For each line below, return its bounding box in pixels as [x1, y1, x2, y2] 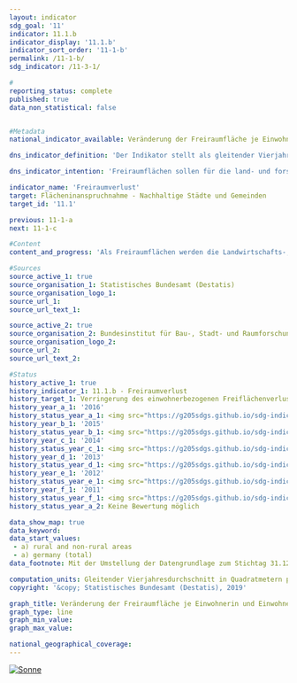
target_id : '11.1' [9, 199, 77, 208]
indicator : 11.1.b [9, 29, 77, 38]
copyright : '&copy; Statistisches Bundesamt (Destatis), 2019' [9, 583, 247, 592]
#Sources [9, 264, 42, 273]
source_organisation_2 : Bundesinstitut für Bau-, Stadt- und [9, 330, 240, 338]
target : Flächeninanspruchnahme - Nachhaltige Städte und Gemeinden [9, 191, 267, 200]
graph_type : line [9, 608, 73, 617]
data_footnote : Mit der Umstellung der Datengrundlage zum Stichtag [9, 559, 267, 568]
